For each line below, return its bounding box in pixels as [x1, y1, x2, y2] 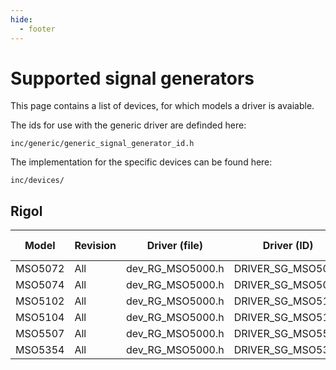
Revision [74, 239, 117, 253]
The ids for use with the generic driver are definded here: [10, 119, 247, 131]
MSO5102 [15, 294, 65, 308]
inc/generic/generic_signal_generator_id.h [10, 139, 195, 149]
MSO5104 [15, 311, 65, 325]
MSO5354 [15, 343, 65, 357]
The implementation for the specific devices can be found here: [10, 156, 273, 168]
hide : [10, 14, 33, 25]
